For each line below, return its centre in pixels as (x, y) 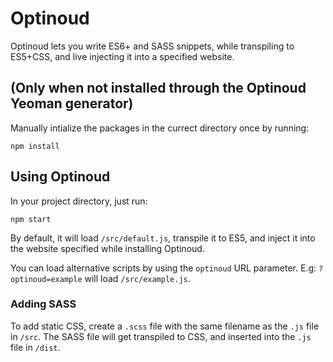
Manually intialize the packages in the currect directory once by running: (160, 128)
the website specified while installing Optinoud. (107, 248)
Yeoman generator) (72, 103)
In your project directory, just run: (79, 201)
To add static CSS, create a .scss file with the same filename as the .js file (165, 326)
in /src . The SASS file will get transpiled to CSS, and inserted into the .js (161, 336)
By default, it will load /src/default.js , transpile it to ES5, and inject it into (163, 238)
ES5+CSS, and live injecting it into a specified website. (122, 56)
